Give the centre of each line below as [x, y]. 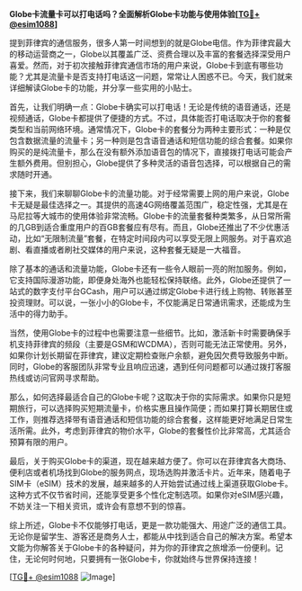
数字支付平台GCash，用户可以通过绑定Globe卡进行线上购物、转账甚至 [163, 291]
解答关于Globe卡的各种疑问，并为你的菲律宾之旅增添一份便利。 [158, 547]
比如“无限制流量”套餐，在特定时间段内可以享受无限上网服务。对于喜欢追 [158, 238]
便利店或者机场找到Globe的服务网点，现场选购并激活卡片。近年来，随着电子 [150, 472]
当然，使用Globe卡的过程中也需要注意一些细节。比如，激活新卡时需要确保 [146, 333]
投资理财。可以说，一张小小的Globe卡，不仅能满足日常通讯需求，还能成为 [146, 302]
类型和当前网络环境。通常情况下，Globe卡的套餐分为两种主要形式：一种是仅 [150, 129]
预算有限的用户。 [41, 442]
